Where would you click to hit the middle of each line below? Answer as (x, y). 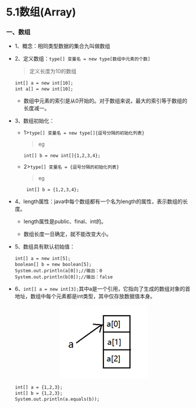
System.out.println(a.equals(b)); (57, 399)
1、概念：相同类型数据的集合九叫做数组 (62, 46)
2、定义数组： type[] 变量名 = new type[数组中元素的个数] (82, 59)
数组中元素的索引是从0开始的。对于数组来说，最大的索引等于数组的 (105, 101)
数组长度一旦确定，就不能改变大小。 (68, 234)
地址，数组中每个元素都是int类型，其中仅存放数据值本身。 (85, 296)
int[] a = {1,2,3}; (39, 388)
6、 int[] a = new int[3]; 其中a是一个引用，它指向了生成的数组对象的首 (102, 289)
